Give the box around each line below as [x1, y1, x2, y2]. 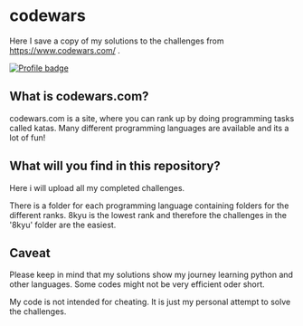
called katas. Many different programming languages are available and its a [9, 122, 289, 133]
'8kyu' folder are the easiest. [9, 219, 117, 230]
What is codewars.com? [9, 89, 149, 104]
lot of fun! [9, 132, 46, 143]
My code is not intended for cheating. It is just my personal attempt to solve [9, 296, 291, 308]
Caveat [9, 245, 52, 261]
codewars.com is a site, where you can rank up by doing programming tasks [9, 112, 295, 123]
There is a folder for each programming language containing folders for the [9, 200, 289, 211]
